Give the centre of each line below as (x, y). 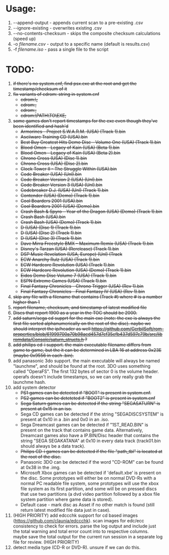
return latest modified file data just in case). (65, 510)
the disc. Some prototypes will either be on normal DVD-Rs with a (88, 478)
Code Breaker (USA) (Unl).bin (51, 174)
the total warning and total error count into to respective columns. (81, 531)
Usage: (21, 9)
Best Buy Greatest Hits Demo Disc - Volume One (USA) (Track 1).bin (91, 142)
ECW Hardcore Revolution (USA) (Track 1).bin (67, 264)
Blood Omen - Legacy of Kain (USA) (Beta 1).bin (70, 147)
